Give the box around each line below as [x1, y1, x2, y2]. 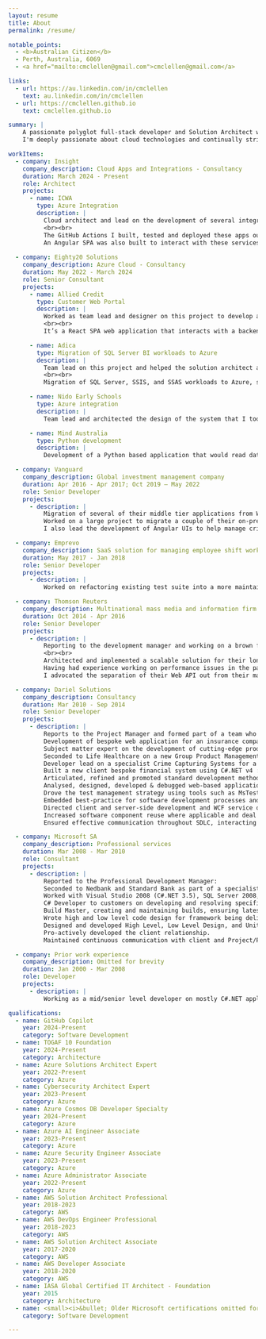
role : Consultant [22, 855, 80, 863]
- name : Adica [28, 341, 77, 349]
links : [8, 77, 30, 85]
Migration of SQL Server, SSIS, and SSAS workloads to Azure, [43, 379, 253, 387]
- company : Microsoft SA [15, 833, 97, 841]
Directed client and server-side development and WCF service [43, 803, 253, 812]
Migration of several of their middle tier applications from [43, 510, 253, 518]
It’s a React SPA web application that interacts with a [43, 327, 236, 335]
